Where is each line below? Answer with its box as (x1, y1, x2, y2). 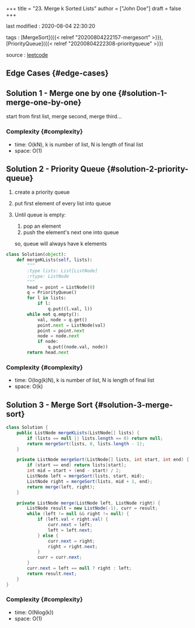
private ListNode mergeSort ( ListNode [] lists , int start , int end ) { (16, 457, 190, 463)
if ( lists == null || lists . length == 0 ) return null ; (27, 435, 163, 441)
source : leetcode (6, 52, 48, 58)
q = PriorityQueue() (27, 290, 77, 296)
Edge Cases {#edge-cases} (6, 68, 109, 78)
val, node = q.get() (37, 317, 88, 322)
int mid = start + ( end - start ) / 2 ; (27, 468, 121, 473)
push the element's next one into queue (23, 229, 119, 236)
